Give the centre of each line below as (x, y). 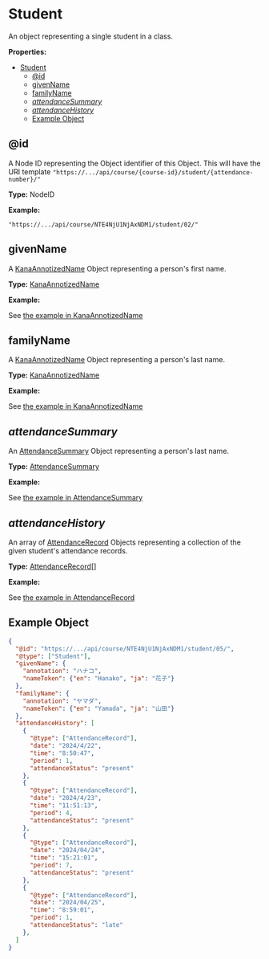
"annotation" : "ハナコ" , (62, 671)
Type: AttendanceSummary (54, 467)
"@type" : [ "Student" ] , (53, 656)
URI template (30, 171)
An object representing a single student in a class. (91, 36)
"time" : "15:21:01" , (64, 858)
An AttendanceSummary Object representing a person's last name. (119, 451)
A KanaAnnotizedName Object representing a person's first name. (117, 268)
